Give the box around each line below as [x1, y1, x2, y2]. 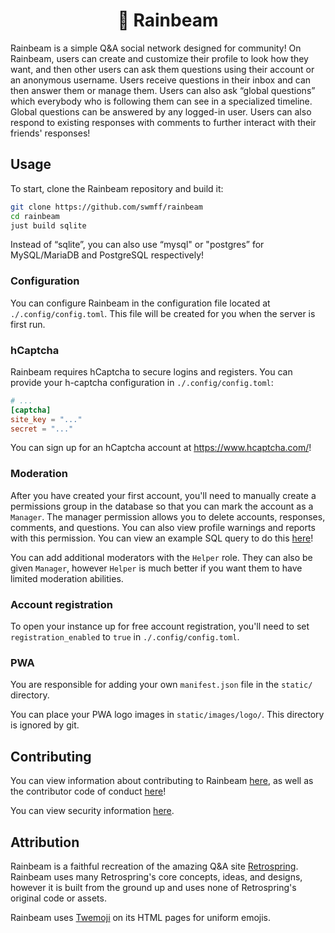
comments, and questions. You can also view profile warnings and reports [10, 521, 316, 533]
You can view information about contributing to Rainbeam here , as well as [10, 775, 314, 787]
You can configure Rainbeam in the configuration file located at [10, 297, 271, 309]
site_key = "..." [10, 414, 83, 424]
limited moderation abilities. [10, 572, 124, 584]
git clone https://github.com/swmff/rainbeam [10, 202, 203, 212]
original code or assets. [10, 892, 107, 904]
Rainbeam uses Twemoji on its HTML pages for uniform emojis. [10, 911, 272, 923]
